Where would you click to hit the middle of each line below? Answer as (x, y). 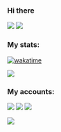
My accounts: (31, 91)
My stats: (24, 45)
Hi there (21, 11)
